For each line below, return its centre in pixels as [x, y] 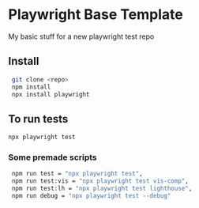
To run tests [38, 119]
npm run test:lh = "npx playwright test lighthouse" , [102, 189]
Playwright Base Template [96, 15]
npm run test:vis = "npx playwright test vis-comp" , [100, 181]
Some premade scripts [53, 157]
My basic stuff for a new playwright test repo [81, 36]
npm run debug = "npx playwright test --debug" [91, 195]
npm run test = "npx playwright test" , [77, 174]
